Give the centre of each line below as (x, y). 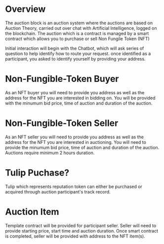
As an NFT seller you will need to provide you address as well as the (75, 137)
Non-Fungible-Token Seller (62, 123)
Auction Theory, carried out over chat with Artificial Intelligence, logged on (81, 28)
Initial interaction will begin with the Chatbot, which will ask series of (75, 48)
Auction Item (32, 212)
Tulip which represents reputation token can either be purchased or (74, 186)
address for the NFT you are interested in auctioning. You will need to (76, 142)
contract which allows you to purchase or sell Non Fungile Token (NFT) (77, 39)
